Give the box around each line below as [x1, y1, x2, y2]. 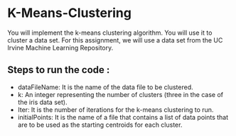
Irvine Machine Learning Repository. [7, 43, 114, 52]
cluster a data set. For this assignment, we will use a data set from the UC [7, 35, 223, 44]
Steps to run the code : [7, 64, 110, 76]
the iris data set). [17, 98, 68, 106]
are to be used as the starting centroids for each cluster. [17, 120, 183, 129]
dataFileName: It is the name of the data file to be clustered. [17, 83, 193, 91]
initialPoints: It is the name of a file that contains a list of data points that [17, 113, 229, 121]
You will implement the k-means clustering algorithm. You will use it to [7, 28, 213, 37]
